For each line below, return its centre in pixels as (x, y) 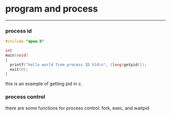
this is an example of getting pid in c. (44, 84)
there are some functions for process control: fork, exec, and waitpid (77, 108)
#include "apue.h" (25, 42)
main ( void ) (17, 55)
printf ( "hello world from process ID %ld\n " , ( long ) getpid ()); (78, 65)
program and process (52, 9)
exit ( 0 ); (19, 69)
